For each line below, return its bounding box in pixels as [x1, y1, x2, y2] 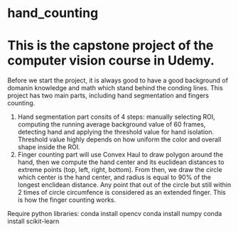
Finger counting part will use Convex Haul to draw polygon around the [17, 151, 224, 159]
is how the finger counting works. [17, 195, 116, 204]
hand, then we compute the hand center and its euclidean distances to [17, 158, 225, 166]
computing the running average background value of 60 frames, [17, 120, 206, 129]
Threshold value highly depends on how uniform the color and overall [17, 135, 222, 144]
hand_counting [7, 5, 99, 21]
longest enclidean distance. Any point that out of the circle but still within [17, 181, 232, 189]
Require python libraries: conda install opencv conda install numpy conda [7, 210, 222, 218]
